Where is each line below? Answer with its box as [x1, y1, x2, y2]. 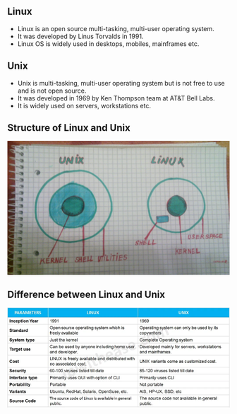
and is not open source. [17, 86, 87, 95]
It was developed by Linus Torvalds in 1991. [17, 32, 144, 40]
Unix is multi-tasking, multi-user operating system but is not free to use [17, 79, 225, 87]
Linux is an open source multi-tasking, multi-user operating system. [17, 24, 215, 33]
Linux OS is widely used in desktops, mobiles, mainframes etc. [17, 39, 200, 48]
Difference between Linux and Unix [7, 289, 166, 301]
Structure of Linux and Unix [7, 122, 130, 134]
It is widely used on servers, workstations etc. [17, 101, 152, 110]
